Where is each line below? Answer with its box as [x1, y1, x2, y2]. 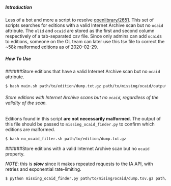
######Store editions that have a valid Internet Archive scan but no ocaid [5, 68, 160, 74]
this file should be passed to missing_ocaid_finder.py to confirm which [5, 121, 155, 127]
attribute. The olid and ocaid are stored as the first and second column [5, 27, 155, 34]
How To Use [5, 55, 32, 61]
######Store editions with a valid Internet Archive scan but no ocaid [5, 145, 150, 151]
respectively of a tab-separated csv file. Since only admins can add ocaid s [5, 33, 162, 39]
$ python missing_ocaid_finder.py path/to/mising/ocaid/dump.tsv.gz [5, 176, 154, 181]
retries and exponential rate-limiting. [5, 166, 81, 172]
